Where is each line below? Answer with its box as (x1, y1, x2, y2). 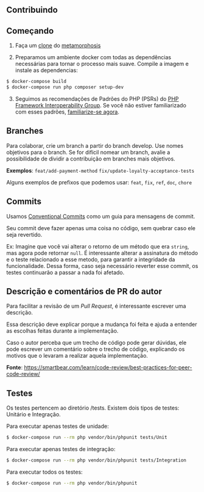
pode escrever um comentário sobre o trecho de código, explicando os (6, 345, 185, 353)
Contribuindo (6, 5, 58, 15)
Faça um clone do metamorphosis (15, 42, 101, 49)
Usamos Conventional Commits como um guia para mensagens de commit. (6, 212, 195, 220)
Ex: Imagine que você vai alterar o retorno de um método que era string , (6, 242, 189, 250)
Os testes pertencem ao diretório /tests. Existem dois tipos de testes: (6, 404, 180, 411)
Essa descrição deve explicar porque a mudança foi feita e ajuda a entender (6, 320, 197, 328)
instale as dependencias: (15, 67, 78, 74)
